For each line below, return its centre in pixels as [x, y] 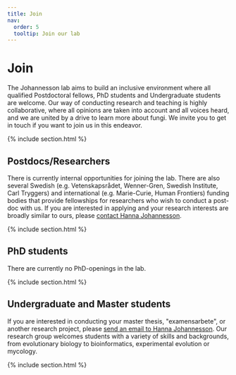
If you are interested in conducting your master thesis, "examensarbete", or [117, 321]
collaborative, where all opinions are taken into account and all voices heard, [118, 111]
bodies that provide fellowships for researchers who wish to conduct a [110, 201]
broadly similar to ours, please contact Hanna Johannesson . [94, 215]
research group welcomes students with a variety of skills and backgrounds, [118, 336]
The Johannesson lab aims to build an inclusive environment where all [109, 88]
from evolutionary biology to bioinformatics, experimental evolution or [108, 343]
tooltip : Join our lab [47, 33]
